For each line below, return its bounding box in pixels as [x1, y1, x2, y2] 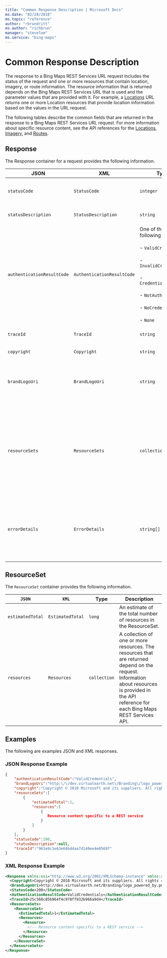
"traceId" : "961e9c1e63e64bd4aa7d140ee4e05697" [14, 846, 112, 851]
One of [139, 225, 156, 232]
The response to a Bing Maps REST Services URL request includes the [5, 73, 150, 79]
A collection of [119, 631, 153, 638]
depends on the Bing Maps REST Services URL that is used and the [5, 89, 143, 95]
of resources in [119, 616, 155, 623]
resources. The [119, 643, 155, 650]
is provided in [119, 687, 151, 694]
